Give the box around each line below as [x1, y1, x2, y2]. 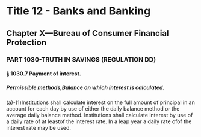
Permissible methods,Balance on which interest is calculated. [6, 84, 165, 91]
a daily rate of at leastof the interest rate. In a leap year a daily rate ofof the [6, 118, 192, 125]
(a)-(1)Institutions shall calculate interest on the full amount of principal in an [6, 99, 196, 106]
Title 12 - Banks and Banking [6, 4, 151, 18]
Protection [6, 37, 47, 47]
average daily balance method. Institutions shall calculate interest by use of [6, 112, 193, 119]
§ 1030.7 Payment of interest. [6, 70, 81, 77]
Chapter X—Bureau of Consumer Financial [6, 28, 170, 38]
